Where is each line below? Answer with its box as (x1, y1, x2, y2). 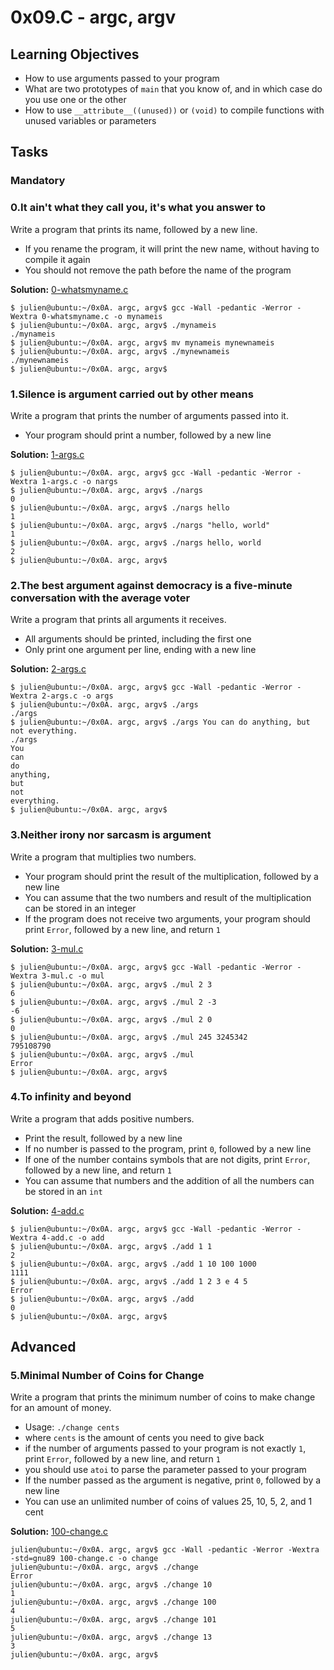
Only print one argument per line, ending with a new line (24, 644, 257, 656)
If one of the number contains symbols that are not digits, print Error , (24, 1153, 311, 1165)
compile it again (24, 253, 91, 265)
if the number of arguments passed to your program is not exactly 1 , (24, 1442, 307, 1455)
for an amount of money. (10, 1402, 112, 1414)
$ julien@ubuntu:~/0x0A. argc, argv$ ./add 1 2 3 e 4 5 (10, 1276, 248, 1286)
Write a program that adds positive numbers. (10, 1112, 195, 1125)
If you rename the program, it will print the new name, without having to (24, 242, 320, 255)
